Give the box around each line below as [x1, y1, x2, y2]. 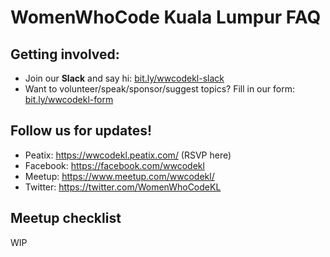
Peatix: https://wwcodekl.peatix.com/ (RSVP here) [24, 149, 232, 161]
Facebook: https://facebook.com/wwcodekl [24, 159, 205, 171]
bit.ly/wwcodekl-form [24, 94, 114, 105]
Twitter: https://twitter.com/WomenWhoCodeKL [24, 181, 222, 193]
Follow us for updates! [10, 122, 153, 140]
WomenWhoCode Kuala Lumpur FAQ [10, 6, 322, 29]
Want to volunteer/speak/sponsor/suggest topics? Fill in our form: [24, 83, 295, 95]
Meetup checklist [10, 210, 122, 227]
